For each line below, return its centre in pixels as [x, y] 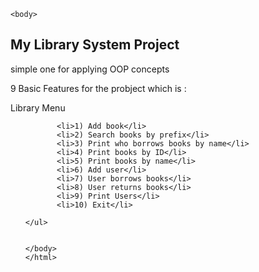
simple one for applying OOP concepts [90, 69]
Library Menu [38, 107]
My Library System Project [95, 45]
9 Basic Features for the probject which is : [98, 88]
